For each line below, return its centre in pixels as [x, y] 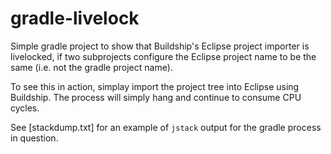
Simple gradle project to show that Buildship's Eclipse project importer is [160, 46]
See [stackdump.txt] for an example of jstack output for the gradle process [166, 127]
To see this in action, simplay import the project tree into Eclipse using [155, 86]
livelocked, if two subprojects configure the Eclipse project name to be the [163, 56]
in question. [34, 138]
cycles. [25, 108]
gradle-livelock [75, 18]
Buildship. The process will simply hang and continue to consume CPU [156, 97]
